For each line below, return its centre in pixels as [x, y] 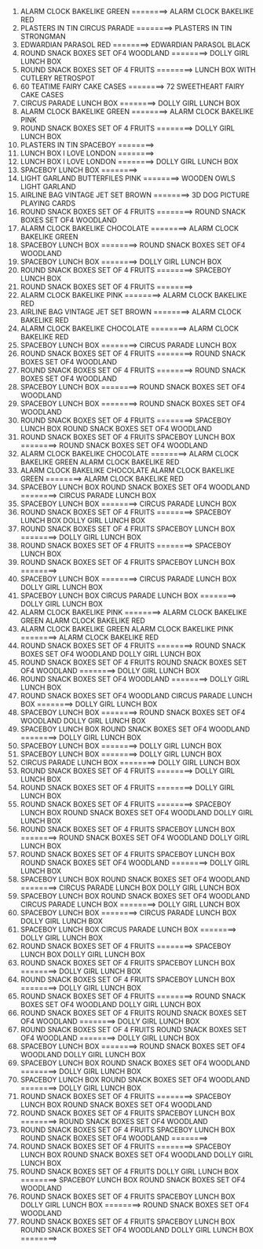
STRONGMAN [43, 36]
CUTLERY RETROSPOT [58, 78]
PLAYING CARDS [48, 203]
